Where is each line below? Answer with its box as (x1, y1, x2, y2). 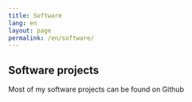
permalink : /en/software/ (8, 33, 94, 42)
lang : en (8, 19, 37, 27)
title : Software (8, 11, 62, 20)
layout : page (8, 26, 52, 34)
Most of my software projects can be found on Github (8, 84, 185, 94)
